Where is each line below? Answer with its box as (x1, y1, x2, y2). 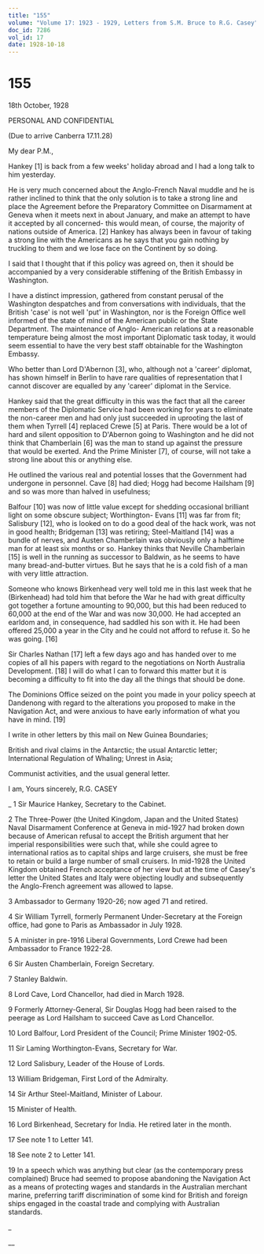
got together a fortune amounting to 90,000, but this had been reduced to (8, 601, 247, 610)
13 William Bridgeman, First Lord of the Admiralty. (8, 1074, 169, 1083)
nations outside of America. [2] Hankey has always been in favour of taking (8, 227, 252, 237)
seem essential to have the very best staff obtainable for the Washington (8, 341, 244, 351)
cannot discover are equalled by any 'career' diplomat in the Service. (8, 381, 232, 391)
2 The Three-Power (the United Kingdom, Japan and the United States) (8, 815, 239, 824)
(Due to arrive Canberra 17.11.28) (8, 131, 113, 141)
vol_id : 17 (8, 33, 44, 42)
